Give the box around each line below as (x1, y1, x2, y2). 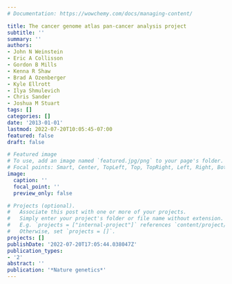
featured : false (7, 132, 54, 139)
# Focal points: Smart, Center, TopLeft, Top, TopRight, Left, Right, (7, 164, 215, 171)
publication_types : (7, 247, 64, 254)
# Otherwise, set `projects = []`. (7, 228, 116, 235)
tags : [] (7, 107, 32, 114)
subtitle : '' (7, 29, 45, 36)
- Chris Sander (7, 94, 51, 100)
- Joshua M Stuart (7, 100, 60, 107)
